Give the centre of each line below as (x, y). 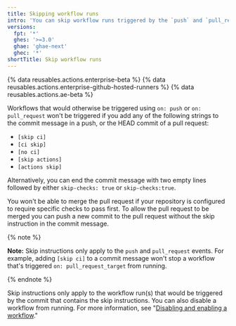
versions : (22, 27)
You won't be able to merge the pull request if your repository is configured (116, 201)
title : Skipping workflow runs (53, 14)
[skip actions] (40, 159)
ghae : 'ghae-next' (41, 46)
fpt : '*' (26, 33)
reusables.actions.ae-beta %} (50, 94)
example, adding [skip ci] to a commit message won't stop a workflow (111, 258)
